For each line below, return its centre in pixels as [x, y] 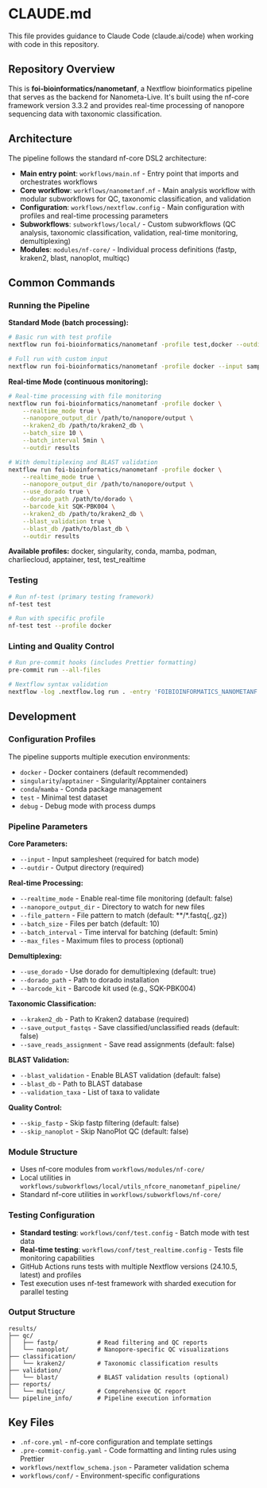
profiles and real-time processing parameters [94, 215]
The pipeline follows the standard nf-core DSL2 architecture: [108, 158]
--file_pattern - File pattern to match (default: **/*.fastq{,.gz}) [124, 915]
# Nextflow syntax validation [58, 684]
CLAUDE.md [50, 14]
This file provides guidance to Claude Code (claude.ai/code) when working [131, 36]
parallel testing [44, 1292]
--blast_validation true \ [67, 521]
